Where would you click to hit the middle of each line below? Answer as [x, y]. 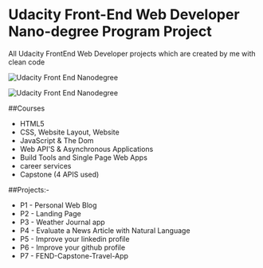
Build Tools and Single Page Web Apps [83, 157]
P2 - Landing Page [50, 213]
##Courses [27, 108]
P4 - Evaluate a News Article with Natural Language [105, 230]
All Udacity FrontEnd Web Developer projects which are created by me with [132, 53]
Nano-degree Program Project [110, 31]
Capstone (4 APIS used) [59, 174]
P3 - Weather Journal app [62, 222]
